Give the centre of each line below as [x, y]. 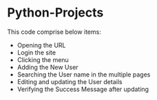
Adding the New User [48, 67]
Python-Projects [55, 13]
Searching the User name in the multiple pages [84, 74]
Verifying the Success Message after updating [83, 89]
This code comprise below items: [54, 32]
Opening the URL [41, 45]
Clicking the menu [43, 59]
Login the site [36, 52]
